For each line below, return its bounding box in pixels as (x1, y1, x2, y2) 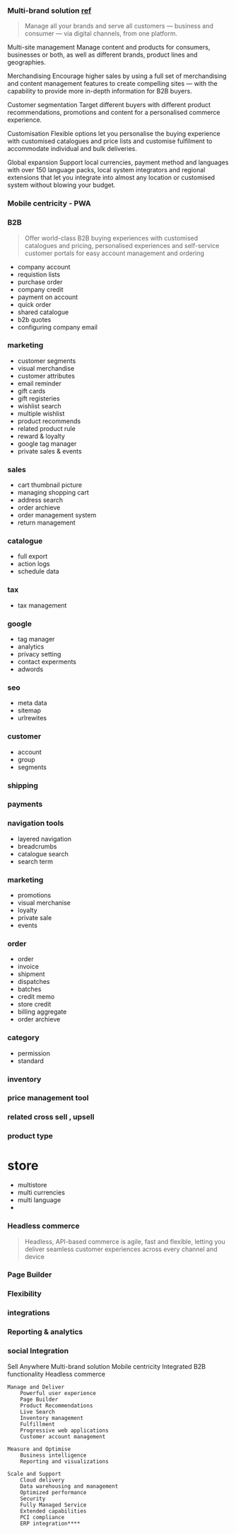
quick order (17, 300, 52, 308)
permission (17, 1048, 51, 1058)
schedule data (17, 567, 59, 576)
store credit (17, 1000, 52, 1009)
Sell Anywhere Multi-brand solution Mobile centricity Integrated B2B (7, 1362, 206, 1370)
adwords (17, 665, 44, 673)
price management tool (7, 1093, 89, 1103)
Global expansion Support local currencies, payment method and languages (7, 158, 229, 167)
